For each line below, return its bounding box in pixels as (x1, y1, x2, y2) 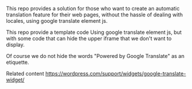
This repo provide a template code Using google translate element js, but (6, 29, 182, 36)
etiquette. (6, 59, 29, 66)
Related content (6, 70, 44, 77)
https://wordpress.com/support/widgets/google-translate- (45, 70, 186, 77)
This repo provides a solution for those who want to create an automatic (6, 5, 180, 12)
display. (6, 41, 25, 48)
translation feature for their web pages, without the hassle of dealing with (6, 11, 183, 18)
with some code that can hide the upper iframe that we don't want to (6, 35, 172, 42)
